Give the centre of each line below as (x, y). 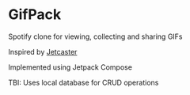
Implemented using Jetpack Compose (70, 67)
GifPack (35, 15)
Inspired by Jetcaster (43, 51)
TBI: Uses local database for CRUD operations (84, 82)
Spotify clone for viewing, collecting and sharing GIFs (96, 36)
